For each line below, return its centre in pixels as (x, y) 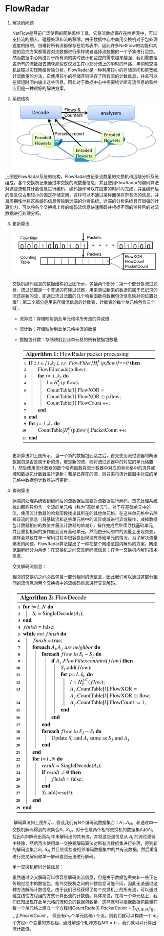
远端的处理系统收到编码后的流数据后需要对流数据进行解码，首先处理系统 (85, 501)
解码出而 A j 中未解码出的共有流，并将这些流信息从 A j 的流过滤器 (92, 837)
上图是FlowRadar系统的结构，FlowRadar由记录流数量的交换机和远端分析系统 (82, 176)
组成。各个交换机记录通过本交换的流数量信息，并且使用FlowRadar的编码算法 (82, 182)
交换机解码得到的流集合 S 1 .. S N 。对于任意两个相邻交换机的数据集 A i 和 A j (82, 830)
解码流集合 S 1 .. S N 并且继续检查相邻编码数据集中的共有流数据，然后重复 (87, 850)
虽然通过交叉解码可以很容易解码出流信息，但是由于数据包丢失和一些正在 (85, 877)
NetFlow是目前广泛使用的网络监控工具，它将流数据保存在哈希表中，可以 (85, 33)
